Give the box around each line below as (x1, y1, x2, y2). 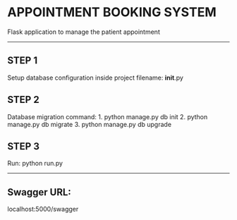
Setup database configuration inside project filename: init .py (7, 73, 183, 82)
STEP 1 (7, 54, 38, 67)
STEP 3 (7, 140, 40, 152)
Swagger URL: (7, 186, 72, 198)
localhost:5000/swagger (7, 205, 79, 214)
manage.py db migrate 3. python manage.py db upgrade (7, 120, 171, 128)
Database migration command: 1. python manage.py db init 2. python (7, 112, 208, 121)
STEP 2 (7, 94, 40, 106)
